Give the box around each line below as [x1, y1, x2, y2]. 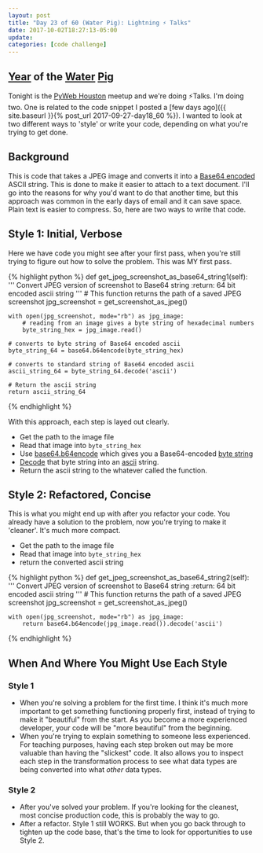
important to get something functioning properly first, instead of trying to [19, 707, 255, 716]
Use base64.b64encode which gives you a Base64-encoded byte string [19, 449, 254, 458]
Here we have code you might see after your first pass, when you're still [8, 248, 241, 258]
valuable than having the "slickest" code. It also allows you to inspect [19, 748, 244, 758]
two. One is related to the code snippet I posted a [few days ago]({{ [8, 102, 226, 112]
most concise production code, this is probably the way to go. [19, 811, 220, 820]
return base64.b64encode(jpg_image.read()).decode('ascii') [22, 620, 223, 628]
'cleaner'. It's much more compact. [8, 526, 121, 535]
